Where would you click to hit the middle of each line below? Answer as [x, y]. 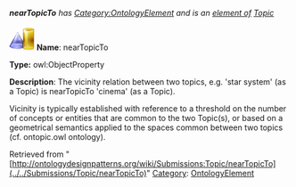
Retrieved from [37, 154]
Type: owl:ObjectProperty [57, 65]
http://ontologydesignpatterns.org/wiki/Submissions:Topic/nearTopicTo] [144, 163]
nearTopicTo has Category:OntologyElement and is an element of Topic [142, 13]
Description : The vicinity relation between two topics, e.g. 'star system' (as [148, 82]
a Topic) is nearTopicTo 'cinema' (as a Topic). [92, 91]
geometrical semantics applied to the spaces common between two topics [146, 127]
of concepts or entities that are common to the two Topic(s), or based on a [146, 118]
